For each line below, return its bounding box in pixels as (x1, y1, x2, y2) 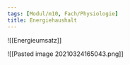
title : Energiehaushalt (7, 17, 78, 24)
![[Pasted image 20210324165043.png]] (7, 50, 124, 58)
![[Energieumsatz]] (7, 36, 62, 44)
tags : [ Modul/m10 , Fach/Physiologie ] (7, 10, 119, 17)
